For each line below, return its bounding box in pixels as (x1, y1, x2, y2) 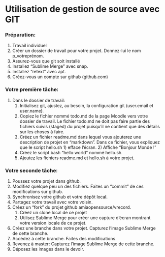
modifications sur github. (12, 189, 63, 195)
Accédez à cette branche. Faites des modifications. (12, 236, 117, 242)
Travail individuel (12, 43, 47, 49)
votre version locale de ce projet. (19, 220, 87, 226)
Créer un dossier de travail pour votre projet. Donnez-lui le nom (12, 48, 141, 54)
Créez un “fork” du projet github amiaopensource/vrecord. (12, 204, 132, 210)
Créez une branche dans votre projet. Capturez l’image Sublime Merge (12, 225, 156, 231)
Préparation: (5, 31, 36, 38)
